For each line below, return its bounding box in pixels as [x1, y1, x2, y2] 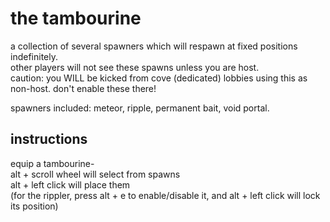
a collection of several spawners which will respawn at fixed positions [10, 40, 298, 52]
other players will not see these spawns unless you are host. [10, 61, 260, 73]
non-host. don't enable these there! [10, 82, 157, 94]
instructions [10, 131, 88, 148]
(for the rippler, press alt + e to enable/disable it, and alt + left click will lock [10, 189, 321, 201]
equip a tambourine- [10, 157, 95, 169]
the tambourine [10, 7, 142, 30]
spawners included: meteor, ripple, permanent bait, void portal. [10, 102, 270, 114]
